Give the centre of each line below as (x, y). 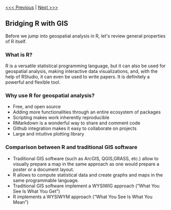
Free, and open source (37, 107)
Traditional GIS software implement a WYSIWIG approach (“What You (86, 186)
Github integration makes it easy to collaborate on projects (75, 128)
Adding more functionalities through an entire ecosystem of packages (87, 112)
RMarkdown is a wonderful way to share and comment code (76, 123)
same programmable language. (46, 180)
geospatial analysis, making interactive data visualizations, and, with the (82, 71)
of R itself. (16, 41)
